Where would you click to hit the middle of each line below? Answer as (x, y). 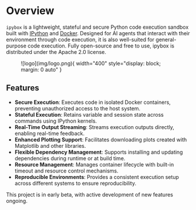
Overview (30, 11)
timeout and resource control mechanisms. (66, 171)
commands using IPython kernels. (56, 121)
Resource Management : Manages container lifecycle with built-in (94, 164)
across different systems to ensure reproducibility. (75, 183)
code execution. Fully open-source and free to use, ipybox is (101, 46)
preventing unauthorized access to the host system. (77, 108)
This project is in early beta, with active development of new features (89, 194)
